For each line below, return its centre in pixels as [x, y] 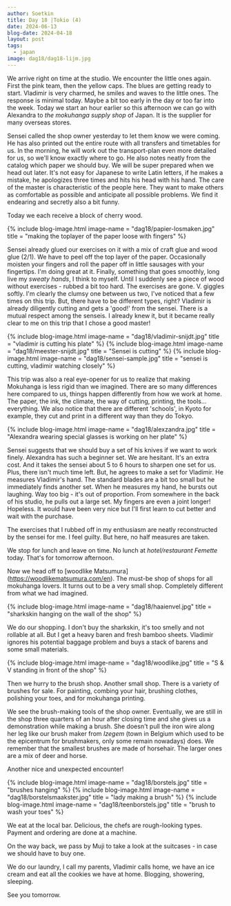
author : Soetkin [30, 13]
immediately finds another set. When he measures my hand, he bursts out [112, 487]
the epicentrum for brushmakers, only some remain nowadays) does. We [111, 741]
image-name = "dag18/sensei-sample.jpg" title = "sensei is [124, 358]
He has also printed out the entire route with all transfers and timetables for [114, 143]
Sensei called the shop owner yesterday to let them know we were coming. [114, 136]
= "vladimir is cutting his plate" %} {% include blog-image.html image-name [115, 344]
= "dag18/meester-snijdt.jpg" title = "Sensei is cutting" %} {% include [106, 351]
